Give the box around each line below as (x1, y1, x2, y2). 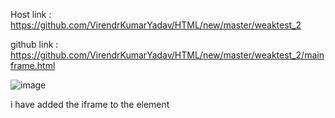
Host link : (10, 9, 52, 20)
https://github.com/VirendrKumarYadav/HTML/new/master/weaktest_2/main (10, 49, 325, 61)
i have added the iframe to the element (10, 99, 170, 110)
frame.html (10, 60, 56, 71)
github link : (10, 39, 59, 50)
